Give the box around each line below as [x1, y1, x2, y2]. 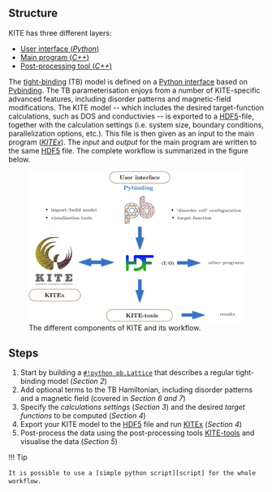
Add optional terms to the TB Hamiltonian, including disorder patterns [19, 385, 253, 395]
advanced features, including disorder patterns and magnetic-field [8, 93, 231, 104]
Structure [8, 6, 58, 20]
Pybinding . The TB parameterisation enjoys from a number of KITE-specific [8, 85, 261, 95]
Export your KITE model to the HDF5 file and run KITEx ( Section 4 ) [19, 420, 242, 429]
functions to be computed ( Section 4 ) [19, 411, 146, 421]
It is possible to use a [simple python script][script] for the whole [8, 469, 256, 477]
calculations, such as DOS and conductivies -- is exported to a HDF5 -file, [8, 111, 254, 121]
